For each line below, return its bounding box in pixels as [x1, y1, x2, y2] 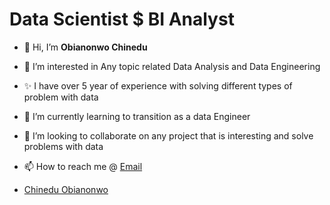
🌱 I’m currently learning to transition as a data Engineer [23, 110, 251, 122]
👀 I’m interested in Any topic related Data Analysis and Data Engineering [23, 60, 321, 72]
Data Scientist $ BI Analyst [9, 8, 235, 31]
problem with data [23, 91, 99, 103]
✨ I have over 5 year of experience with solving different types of [23, 79, 293, 92]
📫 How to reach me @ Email [23, 160, 143, 172]
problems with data [23, 140, 104, 152]
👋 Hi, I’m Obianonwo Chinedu [23, 41, 148, 53]
